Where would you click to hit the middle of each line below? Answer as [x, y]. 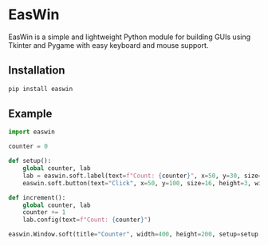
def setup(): [30, 161]
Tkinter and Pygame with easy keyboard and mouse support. [108, 45]
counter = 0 [28, 147]
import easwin [32, 132]
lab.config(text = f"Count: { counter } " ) [87, 220]
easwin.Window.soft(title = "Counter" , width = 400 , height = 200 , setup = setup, [135, 234]
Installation [37, 71]
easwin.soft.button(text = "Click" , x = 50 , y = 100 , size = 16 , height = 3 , [137, 183]
